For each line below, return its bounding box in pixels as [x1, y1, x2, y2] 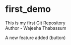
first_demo [5, 3, 51, 15]
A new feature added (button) [5, 35, 66, 41]
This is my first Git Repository [5, 20, 66, 26]
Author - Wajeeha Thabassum [5, 25, 67, 31]
